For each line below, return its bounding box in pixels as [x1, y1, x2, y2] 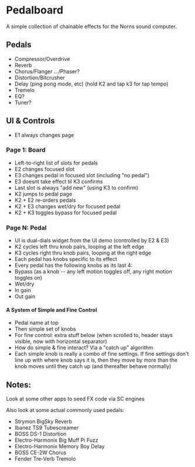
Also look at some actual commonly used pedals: [6, 407, 125, 414]
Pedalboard [6, 4, 63, 17]
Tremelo [14, 86, 35, 94]
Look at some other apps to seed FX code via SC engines [6, 396, 145, 403]
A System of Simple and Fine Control [6, 306, 98, 313]
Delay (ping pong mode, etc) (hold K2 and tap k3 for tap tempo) [14, 80, 169, 87]
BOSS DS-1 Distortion [14, 431, 67, 438]
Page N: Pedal [6, 224, 47, 232]
